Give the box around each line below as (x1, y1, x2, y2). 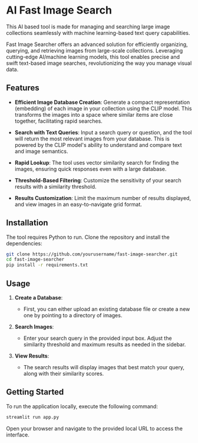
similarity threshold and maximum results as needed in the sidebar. (23, 341, 186, 348)
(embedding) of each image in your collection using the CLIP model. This (14, 104, 192, 112)
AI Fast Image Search (6, 4, 113, 17)
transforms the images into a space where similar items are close (14, 111, 173, 118)
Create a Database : (14, 294, 63, 301)
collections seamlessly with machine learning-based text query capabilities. (6, 29, 190, 36)
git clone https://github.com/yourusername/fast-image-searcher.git (6, 251, 178, 257)
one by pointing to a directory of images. (23, 312, 123, 319)
